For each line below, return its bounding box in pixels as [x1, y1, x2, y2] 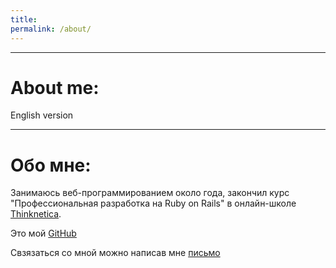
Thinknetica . [10, 208, 62, 220]
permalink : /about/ [10, 24, 92, 34]
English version [10, 109, 74, 121]
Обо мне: [10, 154, 92, 176]
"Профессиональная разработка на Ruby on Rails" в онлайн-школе [10, 197, 297, 210]
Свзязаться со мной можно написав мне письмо [10, 247, 221, 259]
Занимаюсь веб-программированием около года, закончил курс [10, 187, 290, 199]
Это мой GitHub [10, 227, 77, 240]
